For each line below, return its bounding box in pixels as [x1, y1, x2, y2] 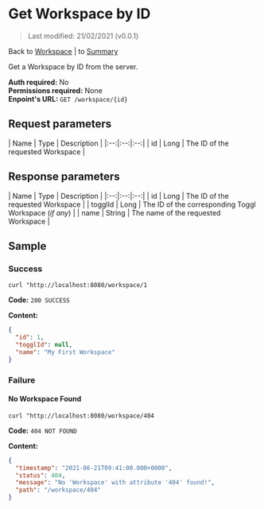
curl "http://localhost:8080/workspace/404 [8, 411, 155, 420]
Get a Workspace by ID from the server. [8, 61, 138, 72]
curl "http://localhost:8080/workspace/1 [8, 282, 148, 289]
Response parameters [8, 170, 121, 184]
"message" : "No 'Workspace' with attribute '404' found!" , [15, 479, 215, 487]
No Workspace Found [8, 394, 82, 404]
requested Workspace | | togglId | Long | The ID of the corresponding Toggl [8, 200, 256, 209]
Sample [8, 239, 47, 253]
